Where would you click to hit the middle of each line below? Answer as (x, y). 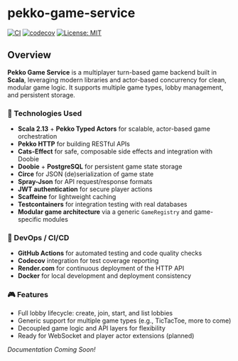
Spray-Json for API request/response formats (85, 182)
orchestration (37, 136)
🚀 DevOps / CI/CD (38, 237)
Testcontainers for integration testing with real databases (102, 205)
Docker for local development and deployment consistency (104, 276)
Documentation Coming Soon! (52, 349)
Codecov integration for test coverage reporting (88, 261)
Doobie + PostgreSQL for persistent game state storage (100, 167)
